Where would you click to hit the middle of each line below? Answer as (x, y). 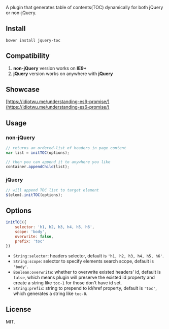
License (19, 309)
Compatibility (28, 56)
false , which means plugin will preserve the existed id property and (84, 277)
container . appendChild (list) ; (38, 167)
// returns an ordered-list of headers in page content (66, 148)
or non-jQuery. (21, 13)
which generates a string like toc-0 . (50, 293)
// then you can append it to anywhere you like (58, 162)
